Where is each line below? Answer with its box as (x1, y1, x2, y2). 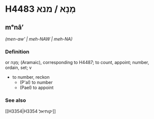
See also (5, 97, 26, 104)
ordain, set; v (5, 65, 32, 71)
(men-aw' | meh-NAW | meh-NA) (5, 36, 73, 42)
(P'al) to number (19, 80, 53, 86)
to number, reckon (12, 74, 50, 80)
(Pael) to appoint (19, 85, 54, 90)
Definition (5, 48, 30, 55)
